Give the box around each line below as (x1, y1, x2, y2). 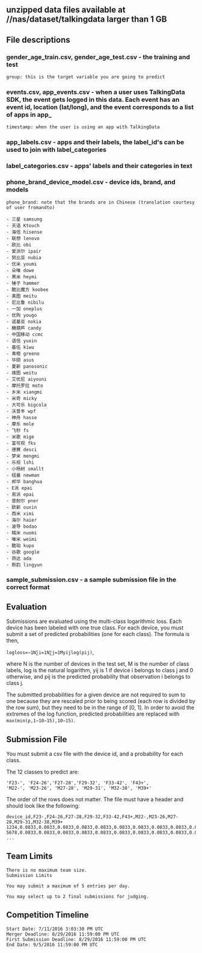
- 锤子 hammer (6, 280, 40, 286)
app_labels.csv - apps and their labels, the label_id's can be (6, 138, 185, 146)
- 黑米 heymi (6, 273, 37, 280)
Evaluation (6, 602, 47, 612)
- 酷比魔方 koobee (6, 286, 49, 293)
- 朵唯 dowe (6, 267, 34, 273)
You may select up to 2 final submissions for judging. (6, 893, 149, 899)
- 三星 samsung (6, 216, 43, 222)
